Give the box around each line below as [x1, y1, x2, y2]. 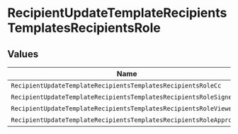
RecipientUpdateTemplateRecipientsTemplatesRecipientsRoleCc [11, 82, 222, 90]
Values [7, 48, 39, 60]
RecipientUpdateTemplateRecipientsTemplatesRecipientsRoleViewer [11, 104, 236, 112]
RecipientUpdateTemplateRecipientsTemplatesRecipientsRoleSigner [11, 93, 236, 101]
